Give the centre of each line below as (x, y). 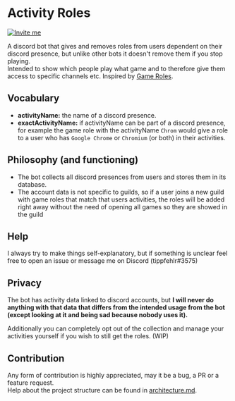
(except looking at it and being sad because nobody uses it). (98, 315)
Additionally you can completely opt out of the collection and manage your (116, 328)
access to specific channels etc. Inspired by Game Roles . (90, 76)
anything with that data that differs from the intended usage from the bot (116, 307)
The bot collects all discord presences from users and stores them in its (122, 177)
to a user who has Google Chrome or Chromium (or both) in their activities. (121, 137)
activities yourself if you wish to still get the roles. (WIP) (88, 336)
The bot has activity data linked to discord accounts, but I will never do (110, 300)
